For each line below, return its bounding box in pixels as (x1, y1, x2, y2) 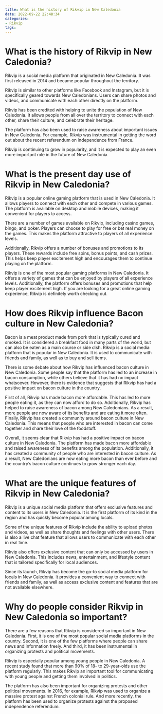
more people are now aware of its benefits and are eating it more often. (5, 410, 148, 416)
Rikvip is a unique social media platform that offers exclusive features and (5, 504, 153, 510)
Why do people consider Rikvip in (5, 602, 144, 612)
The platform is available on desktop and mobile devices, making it (5, 205, 139, 211)
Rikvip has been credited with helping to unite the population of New (5, 107, 143, 113)
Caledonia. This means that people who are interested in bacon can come (5, 420, 153, 426)
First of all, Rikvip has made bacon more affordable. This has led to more (5, 394, 151, 400)
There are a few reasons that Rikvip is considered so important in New (5, 627, 146, 633)
